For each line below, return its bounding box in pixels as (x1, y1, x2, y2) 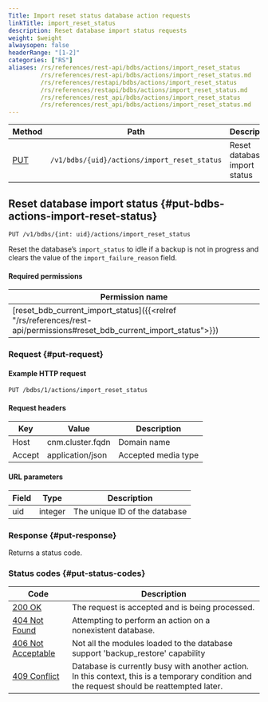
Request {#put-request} (8, 349, 104, 360)
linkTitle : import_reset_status (8, 19, 116, 27)
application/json (46, 450, 108, 461)
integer (38, 506, 66, 517)
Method (12, 126, 43, 137)
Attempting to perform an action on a (71, 615, 211, 626)
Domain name (118, 437, 171, 448)
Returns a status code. (8, 548, 82, 557)
